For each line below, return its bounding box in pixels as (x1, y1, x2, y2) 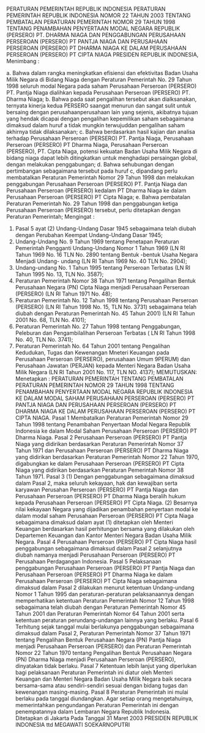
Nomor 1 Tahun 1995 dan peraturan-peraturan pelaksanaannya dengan (15, 590, 195, 598)
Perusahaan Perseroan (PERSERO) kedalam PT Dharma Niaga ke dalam (6, 187, 187, 194)
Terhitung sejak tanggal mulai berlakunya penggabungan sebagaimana (15, 623, 195, 630)
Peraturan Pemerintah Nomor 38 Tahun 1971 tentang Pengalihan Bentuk (15, 277, 196, 284)
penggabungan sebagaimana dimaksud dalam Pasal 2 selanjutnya (15, 545, 182, 552)
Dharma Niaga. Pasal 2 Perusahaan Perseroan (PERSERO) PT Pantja (15, 434, 187, 441)
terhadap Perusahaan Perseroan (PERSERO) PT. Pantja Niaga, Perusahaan (6, 135, 194, 142)
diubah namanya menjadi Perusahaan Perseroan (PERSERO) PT (15, 551, 176, 559)
